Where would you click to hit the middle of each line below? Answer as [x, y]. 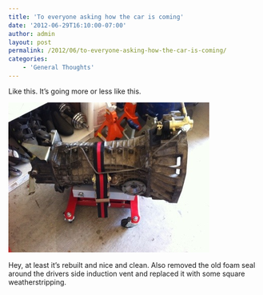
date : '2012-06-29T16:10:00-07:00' [68, 25]
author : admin [32, 34]
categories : [28, 59]
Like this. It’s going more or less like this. [75, 91]
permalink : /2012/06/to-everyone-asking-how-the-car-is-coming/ [118, 51]
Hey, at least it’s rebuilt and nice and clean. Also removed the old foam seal [132, 265]
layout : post [30, 42]
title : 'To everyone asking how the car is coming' [96, 17]
